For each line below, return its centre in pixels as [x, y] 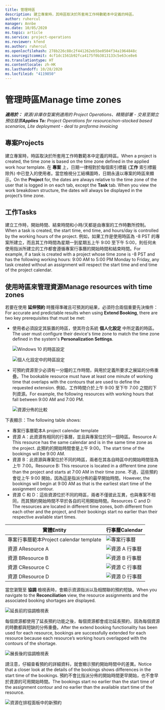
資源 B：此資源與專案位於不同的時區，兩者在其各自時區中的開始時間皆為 [85, 460]
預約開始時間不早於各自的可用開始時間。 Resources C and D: [90, 501]
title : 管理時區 [20, 10]
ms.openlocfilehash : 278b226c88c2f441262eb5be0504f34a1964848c [71, 51]
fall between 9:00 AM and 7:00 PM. [48, 400]
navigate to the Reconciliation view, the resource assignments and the [77, 596]
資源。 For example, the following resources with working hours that [85, 394]
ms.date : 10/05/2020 [26, 28]
